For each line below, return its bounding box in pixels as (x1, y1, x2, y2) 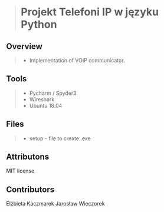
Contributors (6, 184, 55, 194)
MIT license (6, 167, 35, 174)
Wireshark (29, 95, 55, 102)
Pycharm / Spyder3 (29, 90, 77, 97)
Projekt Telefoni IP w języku (20, 5, 159, 19)
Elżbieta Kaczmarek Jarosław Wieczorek (6, 200, 105, 207)
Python (20, 18, 57, 31)
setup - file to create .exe (29, 135, 91, 142)
